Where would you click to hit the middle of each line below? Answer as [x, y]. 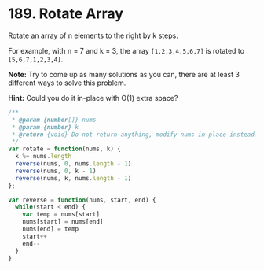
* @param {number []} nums [54, 120]
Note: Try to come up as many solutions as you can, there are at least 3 [124, 74]
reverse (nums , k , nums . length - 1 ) [73, 178]
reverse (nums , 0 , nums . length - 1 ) [73, 164]
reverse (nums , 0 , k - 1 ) [56, 171]
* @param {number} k [45, 127]
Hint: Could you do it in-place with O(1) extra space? [93, 98]
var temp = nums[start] [61, 215]
